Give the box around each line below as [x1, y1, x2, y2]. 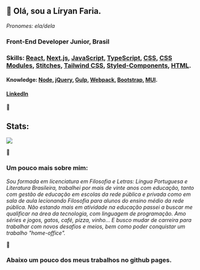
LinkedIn [6, 90, 29, 97]
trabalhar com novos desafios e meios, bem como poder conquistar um [6, 223, 185, 230]
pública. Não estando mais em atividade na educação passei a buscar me [6, 203, 193, 211]
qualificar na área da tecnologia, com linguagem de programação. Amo [6, 210, 186, 217]
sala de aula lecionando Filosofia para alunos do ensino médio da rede [6, 197, 184, 204]
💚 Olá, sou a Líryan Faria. [6, 6, 102, 16]
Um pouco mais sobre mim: [6, 164, 88, 172]
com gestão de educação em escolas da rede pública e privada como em [6, 191, 192, 198]
